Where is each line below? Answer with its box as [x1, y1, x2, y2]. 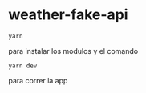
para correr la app [8, 75, 68, 85]
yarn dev [8, 62, 38, 70]
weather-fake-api [8, 6, 128, 24]
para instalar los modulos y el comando [8, 46, 139, 55]
